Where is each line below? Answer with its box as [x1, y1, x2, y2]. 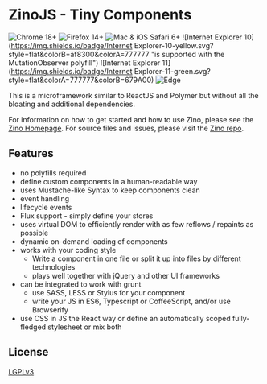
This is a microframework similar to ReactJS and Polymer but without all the [8, 90, 259, 100]
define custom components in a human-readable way [19, 176, 198, 186]
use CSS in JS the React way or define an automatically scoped [19, 313, 231, 323]
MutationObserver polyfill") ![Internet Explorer [8, 58, 161, 68]
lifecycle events [19, 202, 72, 212]
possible [19, 228, 49, 237]
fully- [232, 313, 250, 323]
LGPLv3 [8, 366, 35, 376]
